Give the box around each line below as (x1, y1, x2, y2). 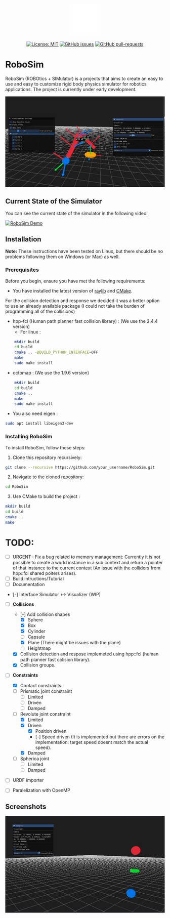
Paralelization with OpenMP (12, 787, 71, 794)
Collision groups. (20, 662, 56, 668)
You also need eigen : (12, 410, 58, 416)
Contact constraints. (20, 682, 63, 688)
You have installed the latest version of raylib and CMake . (12, 287, 133, 294)
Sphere (27, 616, 43, 622)
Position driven (35, 728, 67, 734)
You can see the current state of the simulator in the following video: (5, 211, 148, 217)
